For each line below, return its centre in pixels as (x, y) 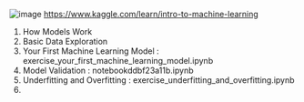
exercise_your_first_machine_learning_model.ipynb (118, 61)
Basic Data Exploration (65, 41)
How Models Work (57, 31)
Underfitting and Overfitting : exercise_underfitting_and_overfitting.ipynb (158, 80)
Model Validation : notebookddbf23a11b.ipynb (108, 70)
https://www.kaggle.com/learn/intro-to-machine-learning (152, 14)
